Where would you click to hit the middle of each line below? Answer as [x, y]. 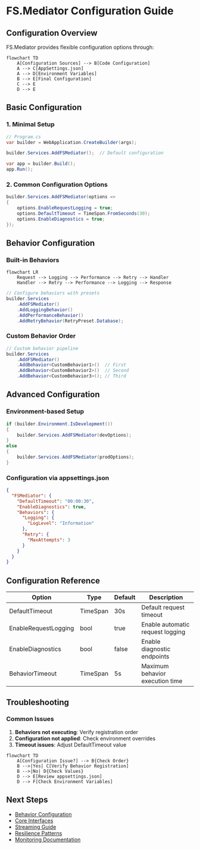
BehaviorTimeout [33, 673]
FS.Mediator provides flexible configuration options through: [80, 47]
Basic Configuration [44, 107]
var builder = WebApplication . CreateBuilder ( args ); [71, 142]
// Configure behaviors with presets [53, 293]
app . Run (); [20, 170]
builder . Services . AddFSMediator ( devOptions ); [74, 435]
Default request [163, 607]
